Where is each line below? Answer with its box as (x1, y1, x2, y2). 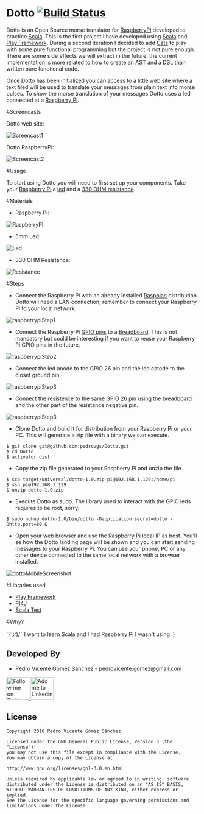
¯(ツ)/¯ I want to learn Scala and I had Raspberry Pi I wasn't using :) (6, 631, 175, 638)
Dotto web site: (6, 119, 44, 127)
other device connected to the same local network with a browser (15, 551, 181, 559)
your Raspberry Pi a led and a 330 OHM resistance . (6, 185, 136, 193)
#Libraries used (6, 581, 46, 589)
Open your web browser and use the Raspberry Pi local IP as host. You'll (15, 532, 197, 539)
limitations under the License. (6, 802, 88, 809)
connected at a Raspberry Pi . (6, 96, 80, 104)
